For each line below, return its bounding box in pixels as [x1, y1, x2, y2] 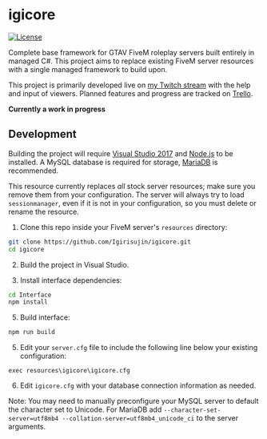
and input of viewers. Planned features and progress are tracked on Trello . [8, 88, 253, 98]
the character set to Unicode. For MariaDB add [8, 405, 162, 414]
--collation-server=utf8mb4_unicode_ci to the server [62, 413, 239, 423]
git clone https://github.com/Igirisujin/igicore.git [8, 238, 192, 246]
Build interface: [19, 312, 70, 322]
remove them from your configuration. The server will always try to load [8, 190, 245, 199]
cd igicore [8, 245, 45, 253]
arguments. [8, 422, 46, 432]
